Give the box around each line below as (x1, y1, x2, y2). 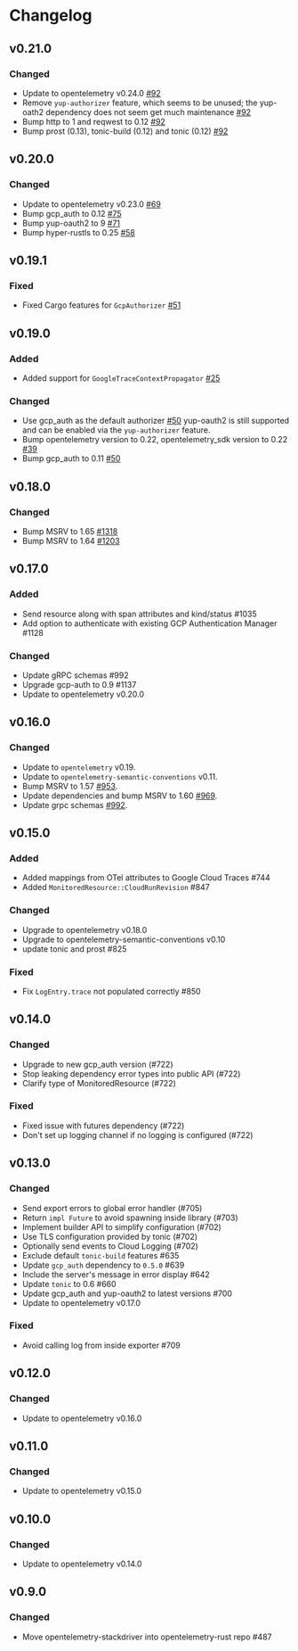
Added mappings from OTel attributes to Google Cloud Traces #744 (21, 872, 271, 883)
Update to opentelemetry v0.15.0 (21, 1486, 142, 1497)
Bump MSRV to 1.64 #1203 (21, 535, 120, 546)
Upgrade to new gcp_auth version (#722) (21, 1059, 173, 1069)
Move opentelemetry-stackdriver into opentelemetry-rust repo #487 (21, 1631, 272, 1642)
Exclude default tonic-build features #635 (21, 1250, 180, 1260)
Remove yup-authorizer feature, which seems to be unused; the (21, 97, 258, 108)
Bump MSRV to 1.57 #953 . (21, 780, 118, 791)
